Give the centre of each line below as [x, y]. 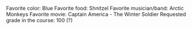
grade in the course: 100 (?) [40, 20]
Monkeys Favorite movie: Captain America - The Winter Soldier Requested [96, 14]
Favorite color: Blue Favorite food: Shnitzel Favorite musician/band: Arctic [95, 8]
